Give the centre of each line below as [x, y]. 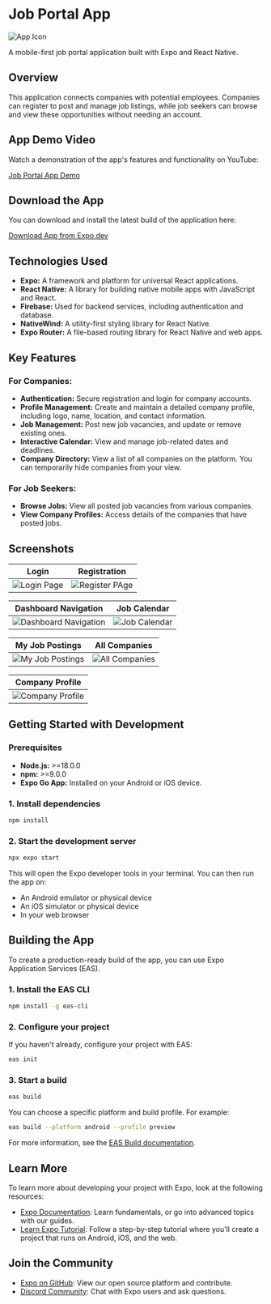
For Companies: [40, 381]
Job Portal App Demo [44, 175]
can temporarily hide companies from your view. [101, 467]
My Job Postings [49, 645]
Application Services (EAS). [54, 968]
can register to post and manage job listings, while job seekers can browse [133, 105]
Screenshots [41, 549]
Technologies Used [58, 261]
